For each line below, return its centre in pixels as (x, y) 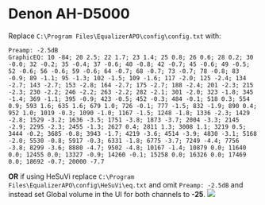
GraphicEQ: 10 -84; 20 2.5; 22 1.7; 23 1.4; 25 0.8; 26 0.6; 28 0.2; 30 (131, 57)
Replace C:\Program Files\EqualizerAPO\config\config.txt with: (115, 36)
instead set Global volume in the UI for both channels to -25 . (107, 194)
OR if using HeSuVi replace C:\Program (71, 176)
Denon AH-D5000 (69, 14)
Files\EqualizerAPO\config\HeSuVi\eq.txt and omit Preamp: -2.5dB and (126, 184)
